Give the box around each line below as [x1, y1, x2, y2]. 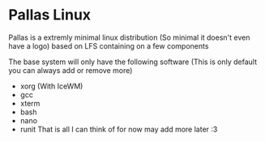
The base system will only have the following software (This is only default [8, 57, 258, 67]
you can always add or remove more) [8, 65, 133, 75]
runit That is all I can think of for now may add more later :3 [19, 124, 218, 134]
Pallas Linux [8, 6, 92, 24]
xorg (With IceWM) [19, 81, 83, 91]
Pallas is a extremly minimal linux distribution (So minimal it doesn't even [8, 32, 250, 42]
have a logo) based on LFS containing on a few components [8, 41, 209, 50]
